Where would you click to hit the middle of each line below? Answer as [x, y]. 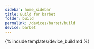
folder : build [19, 18]
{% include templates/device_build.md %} [47, 41]
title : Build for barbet [30, 14]
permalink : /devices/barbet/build [40, 23]
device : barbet [20, 28]
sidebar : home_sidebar [28, 9]
